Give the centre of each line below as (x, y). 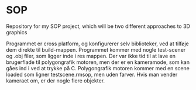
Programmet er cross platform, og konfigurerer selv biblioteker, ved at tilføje (97, 44)
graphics (17, 32)
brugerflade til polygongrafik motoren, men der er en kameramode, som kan (98, 62)
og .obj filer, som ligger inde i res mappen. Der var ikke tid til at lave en (91, 56)
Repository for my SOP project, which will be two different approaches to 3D (98, 26)
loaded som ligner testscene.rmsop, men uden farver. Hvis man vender (92, 74)
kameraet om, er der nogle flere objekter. (56, 80)
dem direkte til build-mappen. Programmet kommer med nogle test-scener (96, 49)
